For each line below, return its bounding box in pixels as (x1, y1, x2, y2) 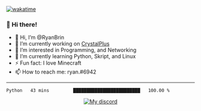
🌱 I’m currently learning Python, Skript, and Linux (14, 53, 136, 60)
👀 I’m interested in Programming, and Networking (14, 46, 136, 53)
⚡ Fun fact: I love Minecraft (14, 59, 82, 66)
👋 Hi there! (6, 20, 38, 28)
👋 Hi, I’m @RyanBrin (14, 34, 65, 41)
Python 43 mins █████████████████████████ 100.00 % (6, 88, 170, 94)
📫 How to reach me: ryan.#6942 (14, 68, 97, 75)
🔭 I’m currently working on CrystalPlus (14, 40, 109, 47)
